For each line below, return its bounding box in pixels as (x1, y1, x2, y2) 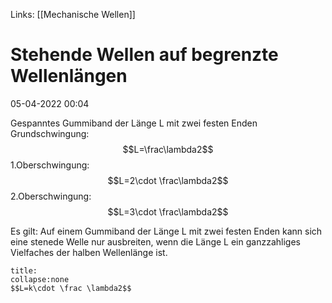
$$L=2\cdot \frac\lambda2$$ (107, 174, 229, 186)
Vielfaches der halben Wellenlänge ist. (10, 246, 168, 258)
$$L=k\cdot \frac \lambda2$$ (10, 283, 132, 293)
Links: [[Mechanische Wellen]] (10, 9, 136, 20)
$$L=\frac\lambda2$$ (122, 143, 214, 155)
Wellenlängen (10, 65, 128, 88)
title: (10, 265, 38, 276)
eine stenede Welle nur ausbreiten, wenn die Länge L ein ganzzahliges (10, 235, 301, 248)
